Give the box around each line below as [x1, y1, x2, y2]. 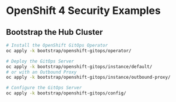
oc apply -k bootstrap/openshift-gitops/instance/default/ [6, 64, 153, 70]
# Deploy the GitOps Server [6, 58, 75, 64]
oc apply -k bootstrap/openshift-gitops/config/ [6, 90, 126, 96]
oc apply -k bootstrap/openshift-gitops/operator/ [6, 48, 132, 53]
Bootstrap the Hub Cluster [6, 27, 103, 37]
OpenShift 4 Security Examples [6, 4, 161, 17]
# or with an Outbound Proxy [6, 69, 77, 75]
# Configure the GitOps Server [6, 85, 82, 91]
